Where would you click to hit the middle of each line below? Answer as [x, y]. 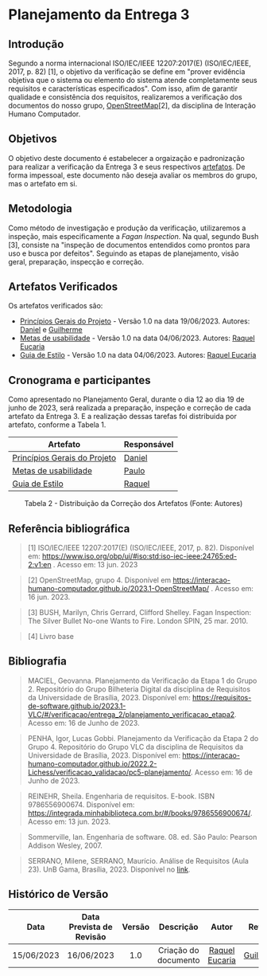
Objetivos [33, 139]
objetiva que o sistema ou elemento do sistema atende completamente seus [133, 80]
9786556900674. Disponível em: [81, 804]
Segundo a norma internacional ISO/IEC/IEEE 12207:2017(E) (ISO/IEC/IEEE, [130, 63]
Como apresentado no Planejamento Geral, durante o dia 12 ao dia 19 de [126, 399]
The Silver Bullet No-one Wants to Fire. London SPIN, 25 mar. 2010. [138, 621]
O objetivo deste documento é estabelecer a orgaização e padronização [126, 158]
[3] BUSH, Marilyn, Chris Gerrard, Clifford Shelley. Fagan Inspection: [139, 613]
